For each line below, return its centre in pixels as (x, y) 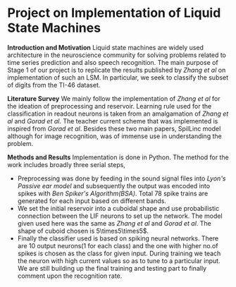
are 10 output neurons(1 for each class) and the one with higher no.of (118, 245)
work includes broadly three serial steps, (66, 164)
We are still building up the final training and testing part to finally (112, 268)
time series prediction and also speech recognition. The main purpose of (113, 62)
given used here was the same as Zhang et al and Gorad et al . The (114, 223)
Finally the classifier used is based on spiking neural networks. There (118, 238)
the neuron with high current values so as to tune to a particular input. (119, 261)
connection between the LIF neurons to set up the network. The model (120, 216)
